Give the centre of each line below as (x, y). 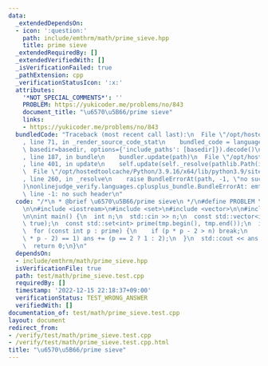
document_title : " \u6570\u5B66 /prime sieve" (98, 113)
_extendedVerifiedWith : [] (60, 61)
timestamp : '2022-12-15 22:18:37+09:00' (83, 291)
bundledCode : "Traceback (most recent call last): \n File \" (121, 134)
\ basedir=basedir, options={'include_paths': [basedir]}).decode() (139, 149)
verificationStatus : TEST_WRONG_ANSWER (82, 298)
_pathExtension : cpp (49, 75)
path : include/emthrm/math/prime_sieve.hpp (96, 38)
